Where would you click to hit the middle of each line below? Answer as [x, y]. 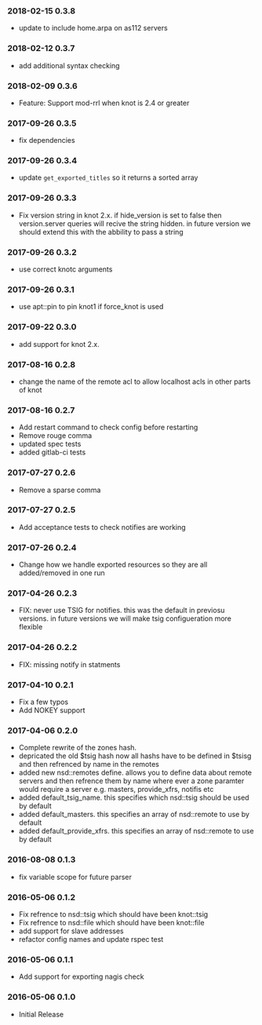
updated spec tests [50, 444]
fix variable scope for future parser [75, 877]
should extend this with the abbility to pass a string [101, 232]
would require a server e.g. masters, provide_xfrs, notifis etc [116, 790]
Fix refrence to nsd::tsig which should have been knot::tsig [113, 914]
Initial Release [41, 1014]
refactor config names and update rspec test [91, 939]
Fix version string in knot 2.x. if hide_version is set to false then [120, 215]
